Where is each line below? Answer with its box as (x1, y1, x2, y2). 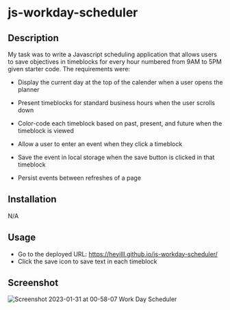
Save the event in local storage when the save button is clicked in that (17, 153, 215, 161)
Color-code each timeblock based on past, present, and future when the (17, 119, 222, 128)
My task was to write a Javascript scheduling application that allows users (8, 50, 218, 58)
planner (17, 86, 40, 93)
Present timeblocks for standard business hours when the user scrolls (17, 99, 215, 107)
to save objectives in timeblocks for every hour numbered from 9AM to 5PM (8, 58, 222, 66)
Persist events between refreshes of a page (17, 174, 142, 182)
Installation (8, 193, 57, 205)
